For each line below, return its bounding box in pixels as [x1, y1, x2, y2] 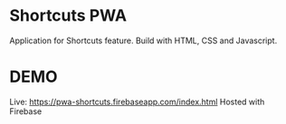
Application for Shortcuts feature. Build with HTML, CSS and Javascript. [9, 35, 278, 46]
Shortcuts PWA [9, 5, 128, 26]
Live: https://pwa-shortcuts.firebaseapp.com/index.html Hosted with [9, 96, 265, 107]
